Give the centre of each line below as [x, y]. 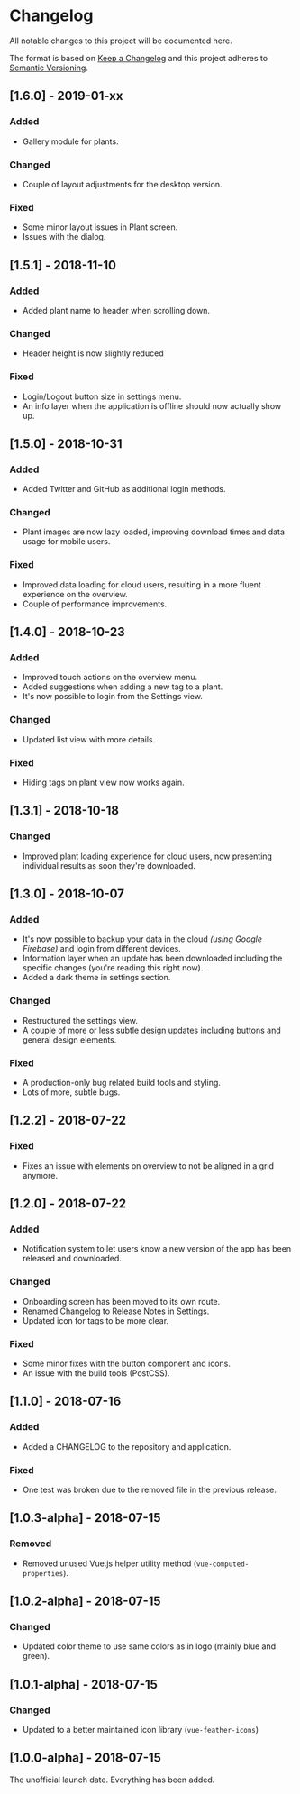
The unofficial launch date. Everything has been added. [112, 1780]
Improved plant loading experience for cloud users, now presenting [147, 856]
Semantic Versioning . [49, 68]
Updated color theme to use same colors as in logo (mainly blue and [149, 1646]
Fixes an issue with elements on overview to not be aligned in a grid [148, 1166]
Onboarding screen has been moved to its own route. [121, 1301]
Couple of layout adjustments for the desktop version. [122, 184]
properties [43, 1573]
